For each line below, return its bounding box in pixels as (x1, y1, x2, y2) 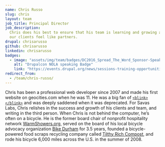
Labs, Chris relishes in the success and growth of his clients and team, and (5, 105, 157, 111)
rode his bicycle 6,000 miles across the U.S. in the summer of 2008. (5, 136, 142, 142)
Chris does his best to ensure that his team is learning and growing (9, 30, 157, 35)
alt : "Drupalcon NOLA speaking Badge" (14, 62, 93, 67)
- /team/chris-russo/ (9, 76, 54, 81)
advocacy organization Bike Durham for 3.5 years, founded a (5, 126, 128, 132)
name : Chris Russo (5, 7, 43, 12)
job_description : (5, 26, 41, 30)
